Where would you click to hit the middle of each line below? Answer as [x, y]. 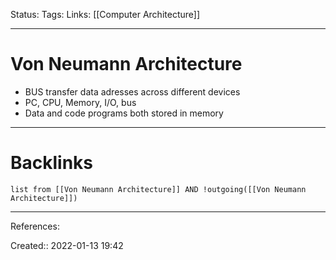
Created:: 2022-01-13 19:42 [67, 245]
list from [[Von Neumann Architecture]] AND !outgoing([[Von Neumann [158, 189]
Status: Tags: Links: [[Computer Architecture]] [105, 14]
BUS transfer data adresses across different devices [132, 91]
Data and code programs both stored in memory [124, 113]
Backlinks [52, 163]
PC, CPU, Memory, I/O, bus [80, 102]
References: [35, 226]
